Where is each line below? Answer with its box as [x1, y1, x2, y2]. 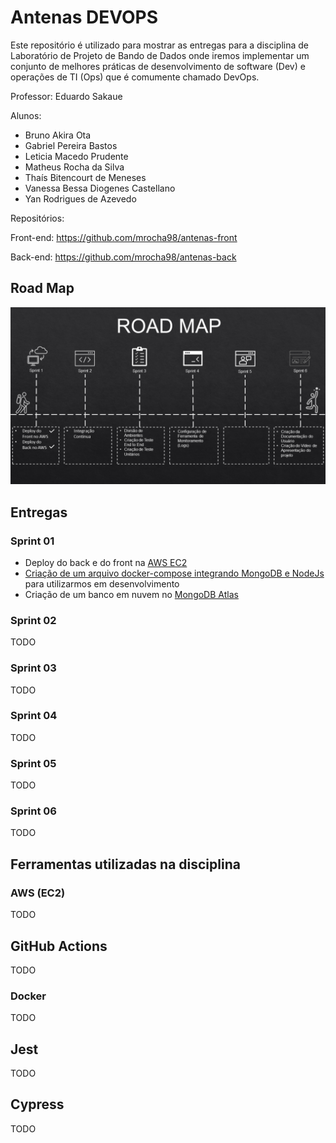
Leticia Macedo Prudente [24, 150, 129, 162]
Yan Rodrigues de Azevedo [24, 192, 137, 205]
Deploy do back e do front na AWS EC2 [24, 556, 188, 568]
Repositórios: [10, 212, 65, 224]
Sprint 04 [10, 709, 58, 723]
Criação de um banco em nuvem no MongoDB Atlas [24, 588, 239, 600]
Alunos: [10, 109, 42, 121]
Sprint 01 [10, 534, 55, 548]
